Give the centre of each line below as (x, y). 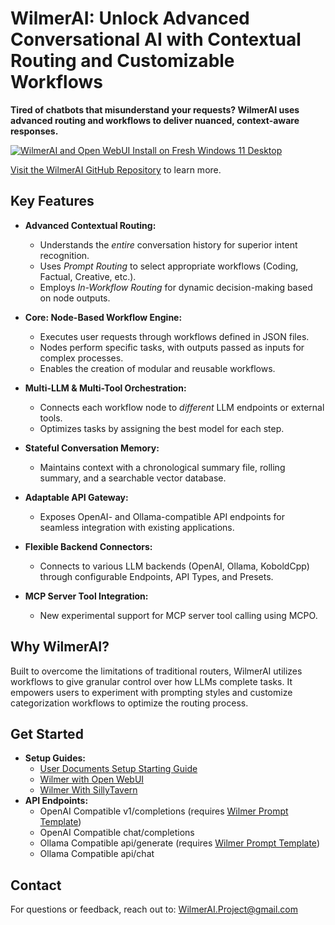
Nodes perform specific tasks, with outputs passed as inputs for (172, 347)
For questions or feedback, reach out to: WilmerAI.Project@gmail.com (154, 909)
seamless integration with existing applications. (137, 527)
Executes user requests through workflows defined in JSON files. (174, 336)
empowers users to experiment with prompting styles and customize (151, 692)
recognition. (64, 255)
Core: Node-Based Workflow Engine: (103, 317)
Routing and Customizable (122, 61)
